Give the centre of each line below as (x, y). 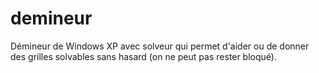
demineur (51, 18)
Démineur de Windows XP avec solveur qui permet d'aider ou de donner (160, 46)
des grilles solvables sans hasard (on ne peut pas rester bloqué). (143, 56)
